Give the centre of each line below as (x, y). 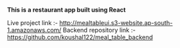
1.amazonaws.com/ (34, 30)
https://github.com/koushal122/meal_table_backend (80, 37)
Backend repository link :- (99, 30)
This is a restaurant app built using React (66, 10)
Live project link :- (33, 23)
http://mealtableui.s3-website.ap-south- (116, 23)
